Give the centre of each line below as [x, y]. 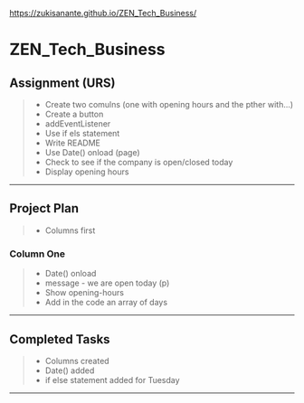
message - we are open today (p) [107, 283]
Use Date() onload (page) [92, 152]
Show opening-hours [85, 293]
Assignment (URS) [62, 83]
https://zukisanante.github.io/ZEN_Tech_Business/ [103, 13]
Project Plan [44, 208]
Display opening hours [87, 172]
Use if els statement [82, 133]
